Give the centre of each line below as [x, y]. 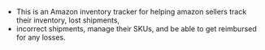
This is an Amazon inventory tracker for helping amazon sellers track [131, 12]
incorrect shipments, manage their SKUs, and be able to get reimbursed [137, 29]
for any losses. [41, 37]
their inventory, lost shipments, [68, 20]
